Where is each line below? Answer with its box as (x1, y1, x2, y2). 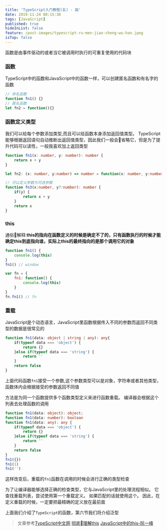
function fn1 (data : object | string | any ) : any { (5, 335, 110, 340)
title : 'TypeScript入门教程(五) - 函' (5, 7, 81, 12)
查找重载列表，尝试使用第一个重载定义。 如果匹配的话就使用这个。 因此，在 (5, 493, 160, 499)
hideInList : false (5, 26, 43, 31)
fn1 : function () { (14, 275, 52, 281)
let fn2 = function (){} (5, 105, 55, 110)
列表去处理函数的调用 (5, 400, 49, 407)
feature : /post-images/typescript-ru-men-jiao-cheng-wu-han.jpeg (5, 30, 143, 35)
